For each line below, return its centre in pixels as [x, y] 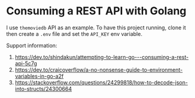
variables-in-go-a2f [39, 76]
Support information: [32, 45]
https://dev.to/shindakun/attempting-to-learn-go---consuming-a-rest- [102, 57]
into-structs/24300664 [43, 88]
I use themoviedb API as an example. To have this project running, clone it [96, 27]
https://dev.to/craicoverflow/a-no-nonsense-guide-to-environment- [99, 69]
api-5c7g [26, 63]
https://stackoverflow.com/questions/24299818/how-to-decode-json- [101, 82]
